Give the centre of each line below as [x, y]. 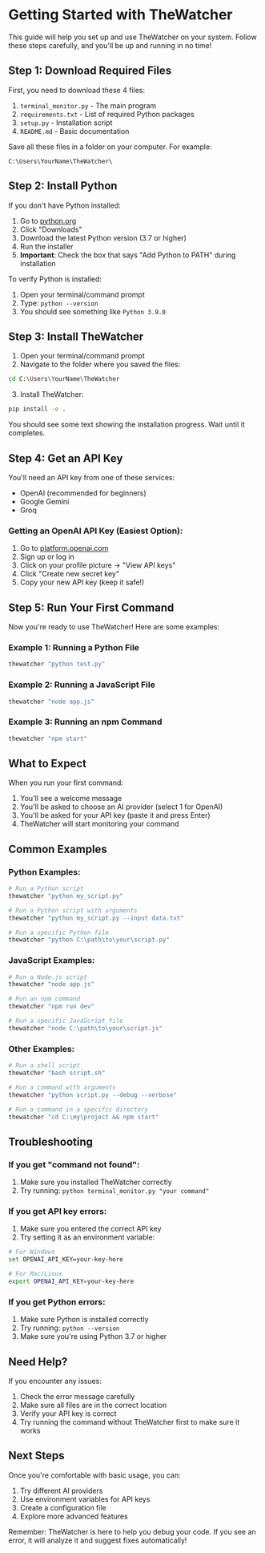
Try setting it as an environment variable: [87, 1237]
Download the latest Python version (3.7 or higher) [103, 237]
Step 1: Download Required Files [90, 71]
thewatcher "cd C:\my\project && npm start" [84, 1117]
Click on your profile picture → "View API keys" [98, 565]
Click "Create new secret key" [70, 574]
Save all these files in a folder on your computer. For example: [110, 147]
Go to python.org [48, 220]
